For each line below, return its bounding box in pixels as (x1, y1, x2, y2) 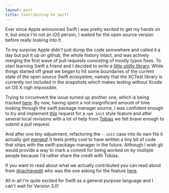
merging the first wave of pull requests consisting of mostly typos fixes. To (5, 57, 161, 63)
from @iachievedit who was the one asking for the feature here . (5, 168, 138, 174)
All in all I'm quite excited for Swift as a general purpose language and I (5, 177, 153, 183)
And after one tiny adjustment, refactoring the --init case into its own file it (5, 131, 163, 137)
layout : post (5, 7, 33, 13)
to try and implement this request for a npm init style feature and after (5, 110, 152, 117)
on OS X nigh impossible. (5, 84, 58, 90)
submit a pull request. (5, 121, 51, 127)
